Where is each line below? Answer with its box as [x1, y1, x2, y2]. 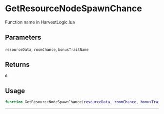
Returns [5, 61, 30, 69]
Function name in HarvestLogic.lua [5, 19, 75, 25]
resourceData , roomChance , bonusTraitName [5, 46, 89, 52]
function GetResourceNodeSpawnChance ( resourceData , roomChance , [5, 100, 139, 105]
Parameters [5, 33, 41, 42]
